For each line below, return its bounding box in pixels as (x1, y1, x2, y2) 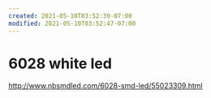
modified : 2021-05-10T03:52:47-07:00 (8, 19, 136, 28)
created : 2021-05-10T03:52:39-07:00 (8, 11, 132, 20)
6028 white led (8, 54, 112, 73)
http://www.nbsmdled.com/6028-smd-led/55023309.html (8, 81, 203, 91)
